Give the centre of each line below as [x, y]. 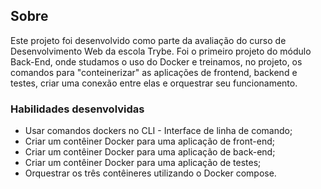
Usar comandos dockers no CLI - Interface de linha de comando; [158, 131]
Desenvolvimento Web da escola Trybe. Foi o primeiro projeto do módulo [161, 51]
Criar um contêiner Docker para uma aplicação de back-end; [150, 152]
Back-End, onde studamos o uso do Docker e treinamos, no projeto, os [156, 61]
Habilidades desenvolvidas [77, 109]
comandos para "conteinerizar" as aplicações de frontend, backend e [154, 72]
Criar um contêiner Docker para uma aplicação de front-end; [149, 141]
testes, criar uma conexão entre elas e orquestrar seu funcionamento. [154, 83]
